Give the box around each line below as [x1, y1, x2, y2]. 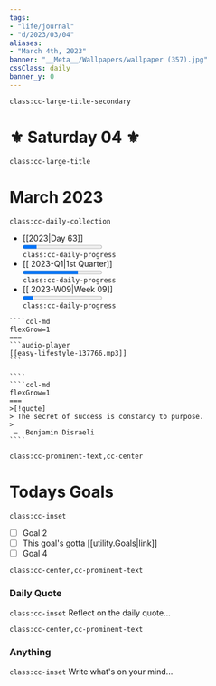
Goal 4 [22, 548, 48, 558]
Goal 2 [22, 527, 48, 538]
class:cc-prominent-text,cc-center [9, 452, 144, 461]
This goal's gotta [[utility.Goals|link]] [22, 538, 158, 548]
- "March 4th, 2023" [9, 47, 88, 56]
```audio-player [9, 340, 70, 349]
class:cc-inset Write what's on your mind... [9, 666, 174, 677]
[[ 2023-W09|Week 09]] [22, 283, 113, 294]
